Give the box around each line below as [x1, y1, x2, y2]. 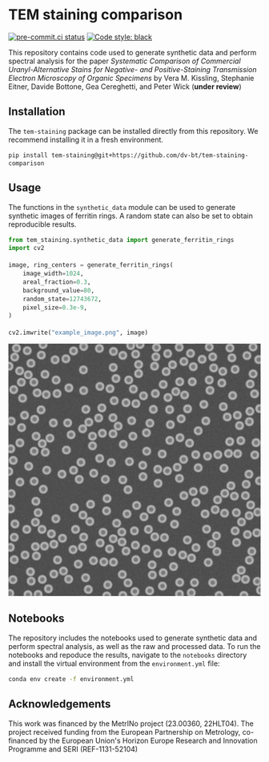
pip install [8, 151, 48, 159]
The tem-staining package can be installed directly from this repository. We [8, 126, 259, 135]
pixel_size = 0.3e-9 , [22, 303, 88, 312]
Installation [8, 105, 66, 119]
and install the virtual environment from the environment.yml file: [8, 659, 220, 668]
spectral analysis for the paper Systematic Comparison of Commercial [8, 56, 242, 66]
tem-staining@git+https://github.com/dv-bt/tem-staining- [50, 151, 249, 159]
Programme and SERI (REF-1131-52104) [8, 744, 139, 754]
